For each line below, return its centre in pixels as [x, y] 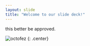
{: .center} [38, 38]
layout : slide [20, 10]
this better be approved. [31, 28]
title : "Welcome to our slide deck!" [45, 14]
